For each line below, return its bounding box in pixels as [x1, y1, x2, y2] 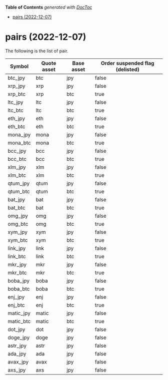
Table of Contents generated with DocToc [5, 4, 92, 10]
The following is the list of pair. [5, 47, 68, 54]
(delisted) [115, 66, 140, 73]
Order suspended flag [100, 59, 154, 66]
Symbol [9, 62, 29, 69]
